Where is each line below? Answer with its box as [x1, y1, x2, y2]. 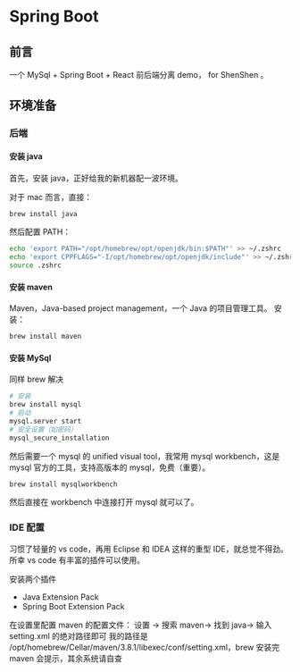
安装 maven [9, 281, 54, 292]
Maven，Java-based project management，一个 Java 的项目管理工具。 [9, 303, 272, 314]
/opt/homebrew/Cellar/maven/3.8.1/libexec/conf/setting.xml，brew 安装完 [9, 642, 280, 652]
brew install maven [9, 332, 82, 341]
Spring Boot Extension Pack [21, 601, 125, 611]
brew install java [9, 209, 78, 218]
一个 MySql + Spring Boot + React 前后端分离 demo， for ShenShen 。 [9, 70, 269, 80]
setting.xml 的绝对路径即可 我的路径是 [9, 630, 149, 641]
